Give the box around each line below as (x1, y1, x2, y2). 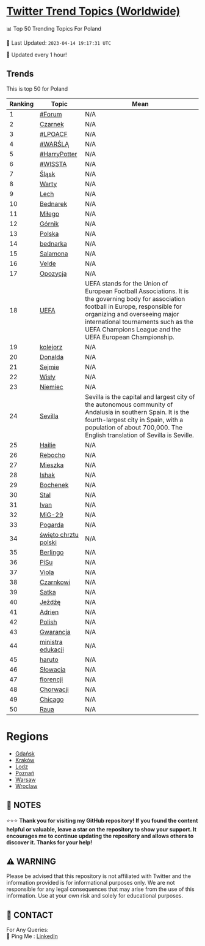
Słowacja (39, 665, 66, 673)
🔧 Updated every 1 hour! (6, 51, 67, 58)
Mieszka (39, 461, 64, 469)
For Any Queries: (6, 926, 49, 934)
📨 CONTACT (6, 910, 54, 920)
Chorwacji (39, 685, 69, 694)
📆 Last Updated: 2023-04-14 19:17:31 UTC (6, 39, 112, 47)
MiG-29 (39, 510, 63, 519)
